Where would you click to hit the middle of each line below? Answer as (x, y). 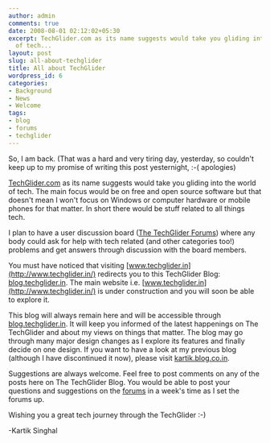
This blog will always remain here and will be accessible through (115, 315)
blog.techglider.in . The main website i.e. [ (77, 282)
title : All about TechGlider (57, 68)
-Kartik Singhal (33, 430)
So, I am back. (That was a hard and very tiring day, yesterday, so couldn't (131, 159)
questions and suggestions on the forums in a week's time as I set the (124, 391)
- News (19, 98)
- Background (30, 91)
